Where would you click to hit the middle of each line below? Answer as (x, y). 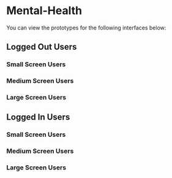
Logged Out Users (42, 47)
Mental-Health (44, 11)
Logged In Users (38, 117)
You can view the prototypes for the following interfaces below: (86, 28)
